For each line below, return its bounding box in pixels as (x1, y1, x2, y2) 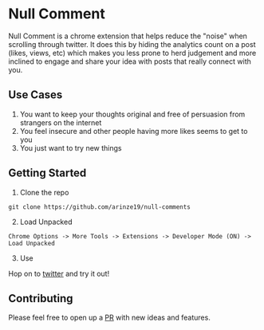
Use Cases (8, 88, 63, 102)
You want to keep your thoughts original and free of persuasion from (19, 109, 246, 119)
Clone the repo (19, 187, 69, 197)
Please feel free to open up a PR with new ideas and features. (8, 312, 211, 323)
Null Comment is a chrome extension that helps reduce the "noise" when (8, 31, 247, 41)
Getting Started (8, 167, 87, 180)
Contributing (8, 292, 73, 305)
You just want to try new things (19, 143, 122, 152)
